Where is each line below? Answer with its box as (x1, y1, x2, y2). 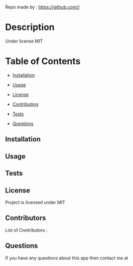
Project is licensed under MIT (5, 199, 66, 205)
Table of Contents (5, 55, 81, 67)
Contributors (5, 214, 46, 222)
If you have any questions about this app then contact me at (5, 254, 129, 261)
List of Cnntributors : (5, 227, 48, 233)
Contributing (12, 101, 38, 107)
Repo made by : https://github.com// (5, 4, 80, 10)
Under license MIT (5, 38, 43, 44)
